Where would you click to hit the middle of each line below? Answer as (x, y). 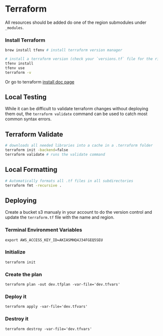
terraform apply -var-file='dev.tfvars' (47, 307)
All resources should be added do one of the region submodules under (76, 22)
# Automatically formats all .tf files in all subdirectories (69, 181)
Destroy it (17, 319)
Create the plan (24, 274)
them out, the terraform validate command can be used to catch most (76, 114)
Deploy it (16, 297)
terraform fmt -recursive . (33, 185)
